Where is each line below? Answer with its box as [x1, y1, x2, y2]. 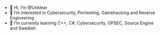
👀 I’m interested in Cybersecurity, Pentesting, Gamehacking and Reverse [9, 10, 156, 16]
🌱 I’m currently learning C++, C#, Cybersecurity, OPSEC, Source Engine [9, 20, 154, 26]
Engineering [9, 15, 34, 20]
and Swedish [9, 25, 36, 31]
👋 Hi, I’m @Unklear [9, 5, 48, 10]
